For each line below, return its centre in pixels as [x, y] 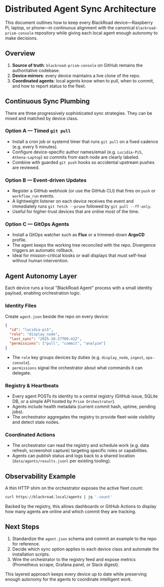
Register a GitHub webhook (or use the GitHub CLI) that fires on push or [84, 191]
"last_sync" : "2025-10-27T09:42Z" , [46, 339]
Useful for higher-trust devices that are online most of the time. [76, 211]
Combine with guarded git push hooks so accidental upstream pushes [83, 162]
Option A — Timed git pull [38, 131]
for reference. [26, 544]
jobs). [18, 412]
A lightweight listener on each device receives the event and [73, 201]
